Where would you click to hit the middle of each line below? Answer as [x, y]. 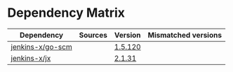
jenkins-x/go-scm [41, 47]
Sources [93, 35]
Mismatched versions [185, 35]
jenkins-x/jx [31, 58]
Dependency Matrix [66, 13]
